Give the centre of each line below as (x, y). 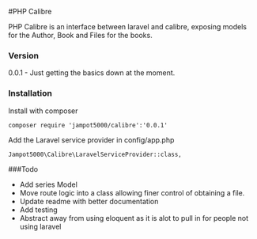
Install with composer (43, 111)
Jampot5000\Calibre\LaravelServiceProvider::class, (95, 154)
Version (24, 55)
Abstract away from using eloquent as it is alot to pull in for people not (134, 218)
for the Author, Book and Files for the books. (80, 35)
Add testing (38, 210)
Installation (30, 93)
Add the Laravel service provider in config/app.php (91, 140)
